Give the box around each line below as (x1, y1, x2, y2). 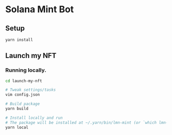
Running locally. (5, 67, 47, 74)
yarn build (5, 106, 29, 112)
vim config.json (5, 92, 40, 97)
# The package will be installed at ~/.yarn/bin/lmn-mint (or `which (5, 120, 157, 125)
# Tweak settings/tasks (5, 88, 56, 93)
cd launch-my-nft (5, 78, 42, 84)
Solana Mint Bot (5, 4, 74, 15)
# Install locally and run (5, 115, 63, 120)
